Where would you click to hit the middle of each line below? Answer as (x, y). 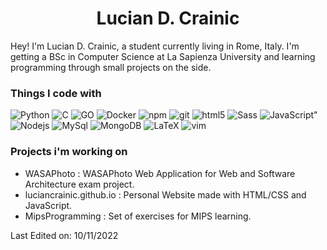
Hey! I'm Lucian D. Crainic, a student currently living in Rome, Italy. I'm (155, 46)
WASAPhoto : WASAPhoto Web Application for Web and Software (160, 173)
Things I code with (56, 93)
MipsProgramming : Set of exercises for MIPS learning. (138, 216)
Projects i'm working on (69, 152)
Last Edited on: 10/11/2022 (64, 235)
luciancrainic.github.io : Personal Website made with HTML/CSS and (165, 194)
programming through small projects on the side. (111, 67)
